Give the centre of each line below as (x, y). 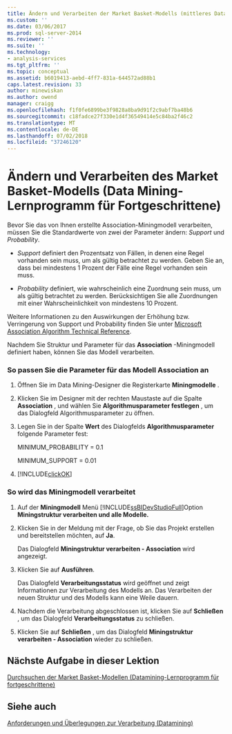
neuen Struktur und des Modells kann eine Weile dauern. (98, 597)
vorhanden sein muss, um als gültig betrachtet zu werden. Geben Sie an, (120, 261)
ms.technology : (29, 53)
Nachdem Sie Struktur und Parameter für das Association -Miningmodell (111, 345)
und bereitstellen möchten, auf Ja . (66, 535)
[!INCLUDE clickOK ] (45, 474)
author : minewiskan (35, 91)
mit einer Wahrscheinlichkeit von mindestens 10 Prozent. (97, 303)
